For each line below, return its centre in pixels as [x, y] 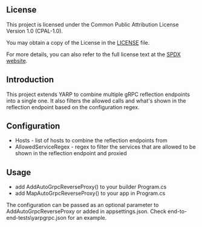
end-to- [177, 211]
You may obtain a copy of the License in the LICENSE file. [78, 42]
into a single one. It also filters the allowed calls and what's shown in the [96, 101]
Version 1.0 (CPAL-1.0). [35, 31]
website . [17, 60]
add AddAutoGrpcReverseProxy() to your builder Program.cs [91, 187]
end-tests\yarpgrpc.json [36, 218]
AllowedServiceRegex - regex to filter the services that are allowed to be [105, 147]
